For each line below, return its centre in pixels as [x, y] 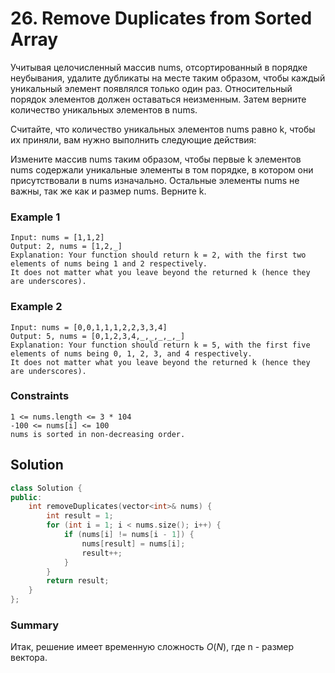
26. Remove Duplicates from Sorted [161, 18]
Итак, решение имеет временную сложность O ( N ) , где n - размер [152, 647]
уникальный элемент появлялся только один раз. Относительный [151, 88]
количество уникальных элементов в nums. [104, 109]
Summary [35, 625]
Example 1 [35, 217]
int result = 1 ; [80, 516]
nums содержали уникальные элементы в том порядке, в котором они [162, 169]
